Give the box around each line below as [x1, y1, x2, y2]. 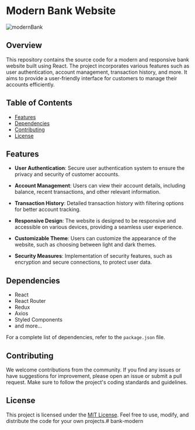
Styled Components [14, 316, 63, 323]
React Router [14, 298, 46, 305]
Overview [6, 40, 43, 50]
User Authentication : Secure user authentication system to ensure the [14, 165, 185, 172]
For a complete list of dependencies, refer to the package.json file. [6, 334, 165, 341]
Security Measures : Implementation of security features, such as [14, 252, 172, 260]
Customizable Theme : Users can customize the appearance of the [14, 235, 176, 242]
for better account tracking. [14, 206, 81, 213]
